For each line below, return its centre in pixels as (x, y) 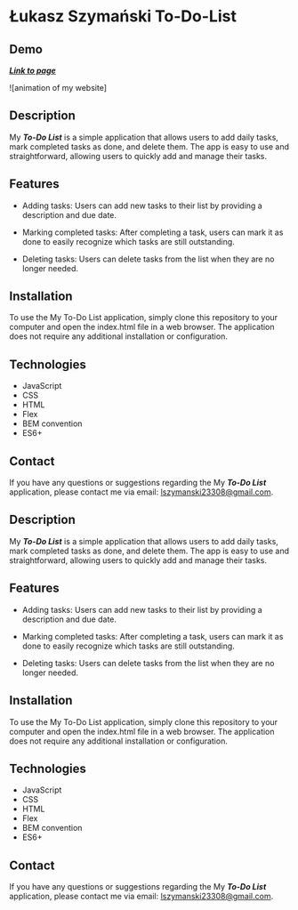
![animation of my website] (58, 88)
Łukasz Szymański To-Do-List (123, 16)
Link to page (32, 70)
